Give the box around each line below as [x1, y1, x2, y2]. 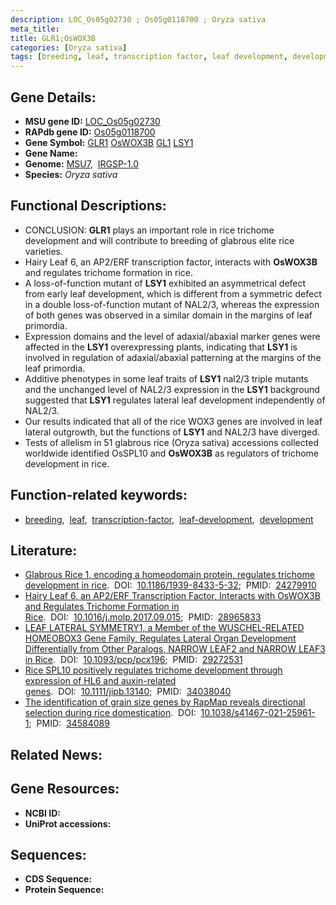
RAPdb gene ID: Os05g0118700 [24, 126, 156, 138]
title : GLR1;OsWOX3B [10, 33, 97, 43]
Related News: [10, 746, 103, 763]
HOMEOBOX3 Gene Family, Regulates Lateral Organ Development [24, 632, 297, 645]
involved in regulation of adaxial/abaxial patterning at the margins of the [24, 351, 322, 363]
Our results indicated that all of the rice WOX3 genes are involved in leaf [24, 415, 323, 427]
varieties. [24, 245, 63, 257]
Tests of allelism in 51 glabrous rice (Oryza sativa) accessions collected [24, 436, 319, 448]
